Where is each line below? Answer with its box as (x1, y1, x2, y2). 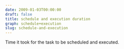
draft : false (5, 12, 32, 17)
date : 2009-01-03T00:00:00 (5, 7, 61, 12)
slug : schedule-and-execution (5, 26, 68, 31)
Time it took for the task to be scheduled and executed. (5, 39, 119, 45)
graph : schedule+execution (5, 21, 61, 26)
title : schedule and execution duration (5, 16, 91, 21)
